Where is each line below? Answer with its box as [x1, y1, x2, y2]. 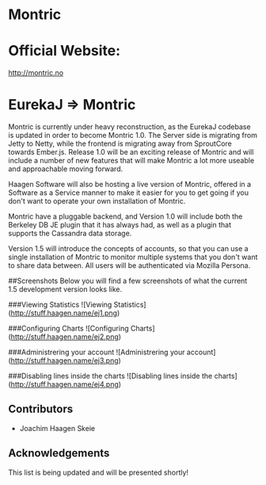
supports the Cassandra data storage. [8, 228, 132, 239]
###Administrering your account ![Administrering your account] [8, 347, 216, 357]
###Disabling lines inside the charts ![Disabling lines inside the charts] [8, 371, 237, 381]
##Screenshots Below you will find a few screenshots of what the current [8, 276, 248, 286]
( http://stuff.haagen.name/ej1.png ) [8, 308, 120, 318]
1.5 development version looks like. [8, 285, 123, 294]
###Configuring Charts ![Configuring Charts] [8, 323, 155, 334]
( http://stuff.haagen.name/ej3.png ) [8, 356, 121, 365]
